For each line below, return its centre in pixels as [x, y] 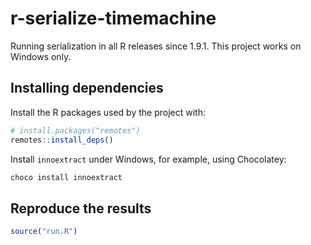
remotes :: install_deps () [62, 140]
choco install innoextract [66, 177]
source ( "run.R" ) [44, 232]
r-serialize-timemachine [113, 18]
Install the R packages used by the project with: [108, 112]
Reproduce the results [81, 208]
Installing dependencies [87, 88]
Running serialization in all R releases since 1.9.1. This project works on [156, 46]
